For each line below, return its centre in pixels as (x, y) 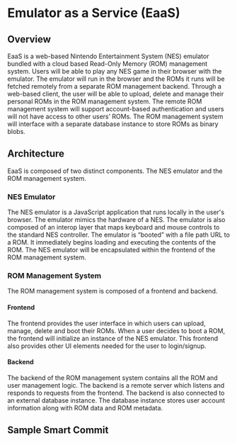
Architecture (36, 154)
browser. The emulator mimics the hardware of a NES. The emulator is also (116, 220)
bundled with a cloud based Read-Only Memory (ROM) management (108, 64)
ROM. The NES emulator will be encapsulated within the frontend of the (111, 250)
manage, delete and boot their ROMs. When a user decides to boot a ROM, (116, 330)
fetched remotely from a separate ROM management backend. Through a (114, 86)
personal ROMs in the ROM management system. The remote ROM (105, 101)
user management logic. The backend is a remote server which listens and (116, 385)
